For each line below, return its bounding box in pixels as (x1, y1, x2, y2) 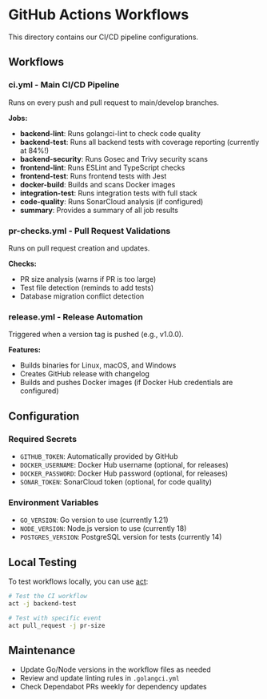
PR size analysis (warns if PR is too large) (19, 274, 157, 283)
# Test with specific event (8, 614, 102, 622)
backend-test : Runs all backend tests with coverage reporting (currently (19, 137, 260, 147)
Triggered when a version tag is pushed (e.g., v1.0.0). (8, 330, 184, 339)
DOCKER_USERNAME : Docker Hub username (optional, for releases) (19, 460, 229, 469)
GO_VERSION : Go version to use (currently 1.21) (19, 515, 169, 525)
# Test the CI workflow (8, 593, 88, 601)
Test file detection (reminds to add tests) (19, 283, 154, 292)
